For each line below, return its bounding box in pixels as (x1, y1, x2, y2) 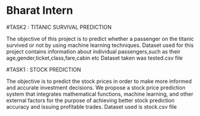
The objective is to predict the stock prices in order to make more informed (6, 78, 192, 85)
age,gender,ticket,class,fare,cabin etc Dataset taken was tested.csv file (6, 54, 183, 61)
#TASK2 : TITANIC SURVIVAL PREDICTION (6, 23, 112, 31)
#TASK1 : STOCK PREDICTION (6, 66, 81, 73)
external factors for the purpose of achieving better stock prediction (6, 97, 175, 104)
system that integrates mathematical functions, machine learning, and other (6, 90, 193, 97)
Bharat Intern (6, 4, 73, 17)
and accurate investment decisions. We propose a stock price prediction (6, 84, 186, 91)
